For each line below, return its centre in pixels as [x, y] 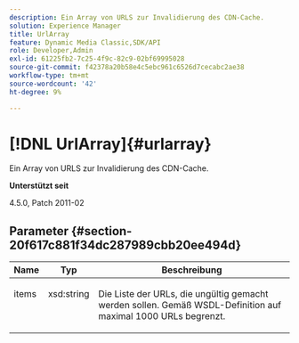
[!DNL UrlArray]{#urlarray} [110, 144]
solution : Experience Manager [65, 26]
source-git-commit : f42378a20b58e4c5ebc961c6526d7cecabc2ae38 [127, 68]
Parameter [39, 231]
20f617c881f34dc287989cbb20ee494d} [125, 245]
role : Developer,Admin [51, 51]
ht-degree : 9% [36, 92]
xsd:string [69, 294]
